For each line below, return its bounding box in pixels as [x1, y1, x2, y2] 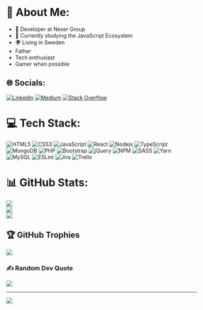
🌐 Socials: [6, 78, 46, 88]
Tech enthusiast [14, 54, 56, 61]
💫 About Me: [6, 5, 70, 19]
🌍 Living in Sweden [14, 39, 65, 46]
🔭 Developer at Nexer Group [14, 25, 86, 33]
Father [14, 47, 31, 54]
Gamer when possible [14, 60, 70, 67]
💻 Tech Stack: [6, 116, 81, 130]
